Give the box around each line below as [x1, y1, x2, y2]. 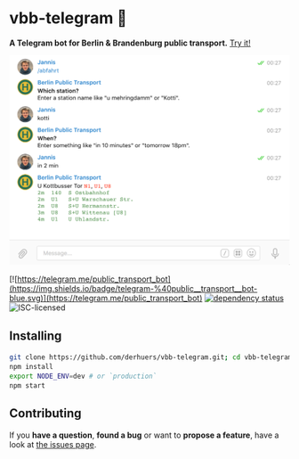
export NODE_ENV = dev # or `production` [9, 372, 158, 381]
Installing [9, 328, 62, 343]
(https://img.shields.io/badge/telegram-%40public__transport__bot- [9, 283, 258, 294]
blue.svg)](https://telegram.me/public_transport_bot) [9, 293, 203, 304]
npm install [9, 363, 53, 372]
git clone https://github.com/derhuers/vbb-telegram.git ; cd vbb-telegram [9, 353, 293, 362]
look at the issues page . [9, 439, 97, 449]
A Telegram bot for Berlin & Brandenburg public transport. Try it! [9, 37, 251, 48]
